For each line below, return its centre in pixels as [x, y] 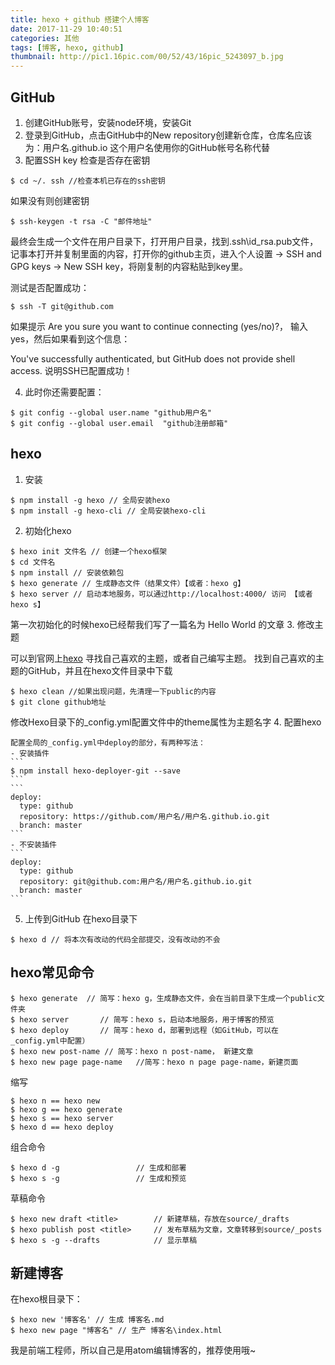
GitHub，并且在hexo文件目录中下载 [100, 670]
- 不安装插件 [33, 844]
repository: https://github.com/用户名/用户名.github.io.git [144, 816]
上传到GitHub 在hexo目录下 [81, 918]
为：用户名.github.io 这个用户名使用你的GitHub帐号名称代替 [147, 147]
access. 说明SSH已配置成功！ [71, 370]
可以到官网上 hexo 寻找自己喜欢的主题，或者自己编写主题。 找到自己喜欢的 [163, 658]
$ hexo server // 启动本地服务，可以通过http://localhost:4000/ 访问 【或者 [161, 594]
